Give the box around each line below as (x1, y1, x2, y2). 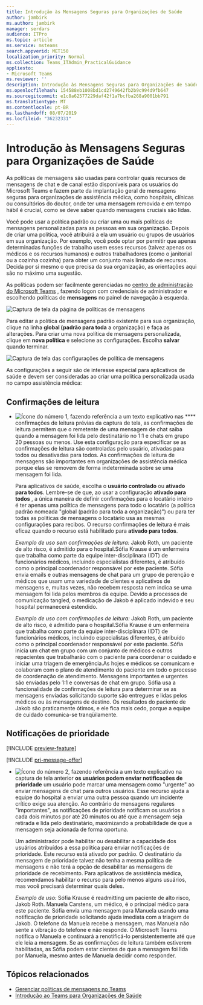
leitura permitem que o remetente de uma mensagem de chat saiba (14, 426, 183, 432)
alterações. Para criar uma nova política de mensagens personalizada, (6, 330, 181, 338)
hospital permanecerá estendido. (14, 603, 98, 610)
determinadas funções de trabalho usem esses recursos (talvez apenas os (6, 244, 192, 251)
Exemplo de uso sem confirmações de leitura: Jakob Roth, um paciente (14, 539, 193, 546)
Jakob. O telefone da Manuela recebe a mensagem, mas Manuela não (14, 919, 190, 927)
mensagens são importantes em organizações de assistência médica (14, 458, 187, 465)
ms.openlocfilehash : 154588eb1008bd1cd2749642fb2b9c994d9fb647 (6, 88, 169, 94)
